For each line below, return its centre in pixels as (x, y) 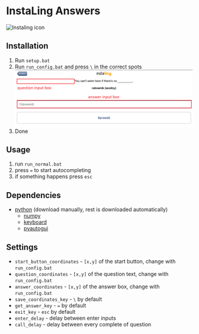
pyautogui (36, 228)
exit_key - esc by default (45, 312)
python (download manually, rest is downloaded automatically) (91, 209)
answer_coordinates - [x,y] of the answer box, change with (87, 287)
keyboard (35, 222)
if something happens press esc (54, 177)
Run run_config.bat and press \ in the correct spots (78, 66)
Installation (27, 46)
